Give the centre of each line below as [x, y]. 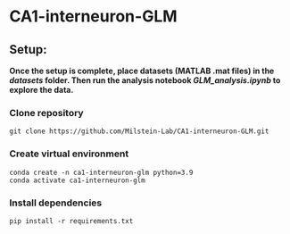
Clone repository [46, 113]
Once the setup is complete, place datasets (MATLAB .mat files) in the [142, 71]
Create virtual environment [69, 154]
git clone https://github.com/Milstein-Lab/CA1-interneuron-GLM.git [139, 131]
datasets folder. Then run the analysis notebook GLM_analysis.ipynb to [145, 80]
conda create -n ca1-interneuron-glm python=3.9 [101, 172]
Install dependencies [56, 203]
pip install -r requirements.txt [71, 221]
